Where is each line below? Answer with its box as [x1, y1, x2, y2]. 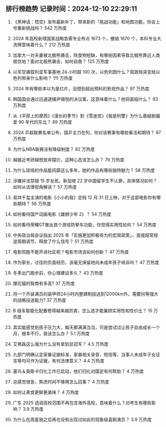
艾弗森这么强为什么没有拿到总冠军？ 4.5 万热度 [12, 341, 109, 347]
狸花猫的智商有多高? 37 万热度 [12, 280, 75, 286]
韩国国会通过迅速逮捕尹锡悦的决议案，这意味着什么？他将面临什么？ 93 [12, 96, 159, 102]
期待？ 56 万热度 [17, 200, 51, 206]
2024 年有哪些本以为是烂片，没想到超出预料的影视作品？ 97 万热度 [12, 86, 150, 92]
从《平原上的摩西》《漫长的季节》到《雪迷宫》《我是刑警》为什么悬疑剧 [12, 113, 156, 119]
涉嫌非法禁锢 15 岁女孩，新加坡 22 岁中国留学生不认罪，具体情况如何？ [12, 178, 158, 184]
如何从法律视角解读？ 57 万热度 [12, 184, 77, 190]
